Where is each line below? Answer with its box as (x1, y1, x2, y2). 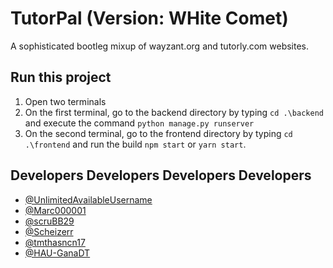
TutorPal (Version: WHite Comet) (10, 7, 289, 30)
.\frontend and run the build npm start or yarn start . (24, 138, 247, 150)
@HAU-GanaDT (24, 247, 91, 259)
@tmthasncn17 (24, 236, 86, 248)
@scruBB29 (24, 215, 75, 227)
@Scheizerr (24, 225, 74, 237)
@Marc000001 (24, 204, 87, 216)
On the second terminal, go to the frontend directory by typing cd (24, 127, 293, 139)
